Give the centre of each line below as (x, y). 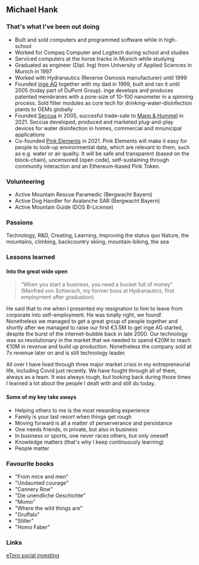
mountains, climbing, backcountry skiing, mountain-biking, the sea (88, 242)
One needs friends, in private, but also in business (76, 429)
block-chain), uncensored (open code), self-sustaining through (92, 159)
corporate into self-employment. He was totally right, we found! (84, 315)
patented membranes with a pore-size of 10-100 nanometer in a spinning (104, 96)
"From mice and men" (42, 476)
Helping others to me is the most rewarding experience (82, 410)
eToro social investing (33, 555)
